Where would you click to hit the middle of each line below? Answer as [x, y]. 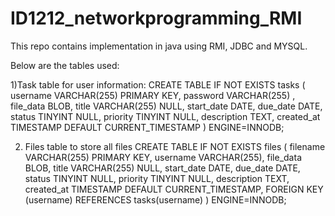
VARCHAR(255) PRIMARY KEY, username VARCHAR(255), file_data [163, 157]
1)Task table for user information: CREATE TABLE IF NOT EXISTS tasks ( [158, 84]
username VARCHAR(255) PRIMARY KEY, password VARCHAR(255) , [153, 95]
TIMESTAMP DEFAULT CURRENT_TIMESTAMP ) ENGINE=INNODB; [147, 127]
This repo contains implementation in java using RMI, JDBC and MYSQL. [159, 46]
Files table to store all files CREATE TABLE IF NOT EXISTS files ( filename [175, 146]
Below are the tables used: [65, 65]
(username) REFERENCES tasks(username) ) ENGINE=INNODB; [155, 199]
